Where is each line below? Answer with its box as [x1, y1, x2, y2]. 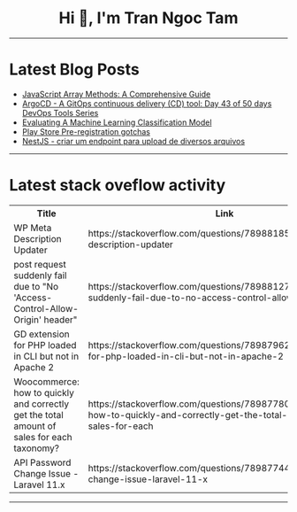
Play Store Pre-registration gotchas [21, 126, 150, 136]
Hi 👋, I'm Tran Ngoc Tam [58, 8, 239, 28]
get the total [13, 408, 64, 421]
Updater [13, 244, 48, 256]
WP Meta [13, 221, 52, 234]
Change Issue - [13, 467, 80, 479]
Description [13, 232, 62, 244]
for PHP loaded [13, 338, 77, 351]
